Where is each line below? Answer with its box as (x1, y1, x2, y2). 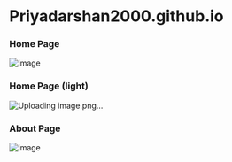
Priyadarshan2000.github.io (9, 6, 224, 27)
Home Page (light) (9, 80, 89, 92)
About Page (9, 122, 61, 135)
